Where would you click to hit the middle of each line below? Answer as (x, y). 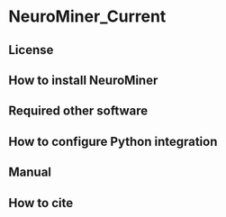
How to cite (41, 203)
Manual (30, 172)
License (31, 50)
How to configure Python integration (113, 141)
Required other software (78, 111)
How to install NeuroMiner (83, 80)
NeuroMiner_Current (87, 17)
